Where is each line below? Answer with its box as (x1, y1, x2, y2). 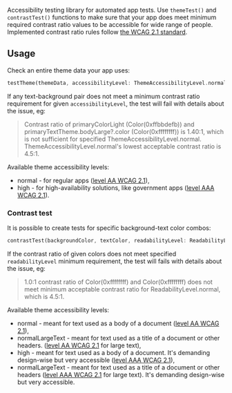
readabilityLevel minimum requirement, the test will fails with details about (7, 257, 222, 265)
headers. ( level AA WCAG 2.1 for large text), (17, 341, 142, 349)
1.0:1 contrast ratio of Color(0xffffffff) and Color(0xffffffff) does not (23, 278, 213, 286)
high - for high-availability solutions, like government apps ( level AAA (17, 183, 215, 192)
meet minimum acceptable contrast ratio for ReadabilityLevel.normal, (23, 285, 221, 293)
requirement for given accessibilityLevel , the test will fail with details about (7, 99, 224, 108)
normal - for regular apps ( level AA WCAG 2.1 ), (17, 176, 150, 184)
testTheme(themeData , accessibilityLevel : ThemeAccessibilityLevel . (7, 79, 209, 86)
